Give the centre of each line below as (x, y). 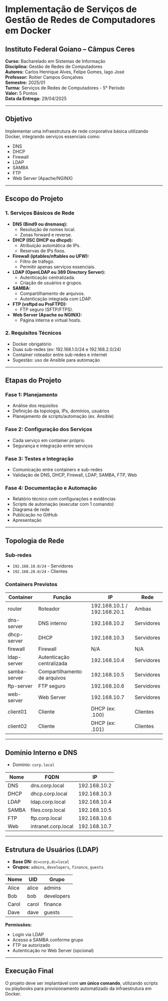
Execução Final (29, 971)
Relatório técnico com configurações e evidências (64, 499)
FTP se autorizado (31, 945)
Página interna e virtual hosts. (50, 320)
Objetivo (19, 119)
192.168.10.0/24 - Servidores (43, 566)
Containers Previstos (31, 584)
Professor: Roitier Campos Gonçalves (44, 77)
